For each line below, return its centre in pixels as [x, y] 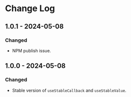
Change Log [30, 8]
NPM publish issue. [31, 50]
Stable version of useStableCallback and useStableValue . [69, 90]
